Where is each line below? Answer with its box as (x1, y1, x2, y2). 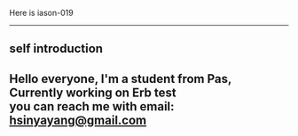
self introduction (9, 42, 104, 57)
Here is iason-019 (9, 8, 74, 18)
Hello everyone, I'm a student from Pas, (9, 71, 232, 87)
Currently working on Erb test (9, 85, 176, 100)
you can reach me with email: (9, 99, 175, 114)
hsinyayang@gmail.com (9, 112, 147, 127)
